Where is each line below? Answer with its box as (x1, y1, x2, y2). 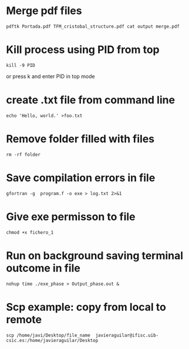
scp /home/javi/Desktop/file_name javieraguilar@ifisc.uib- (6, 332, 159, 338)
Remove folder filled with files (6, 132, 154, 145)
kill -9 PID (6, 62, 35, 68)
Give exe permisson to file (6, 210, 136, 223)
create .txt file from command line (6, 93, 175, 107)
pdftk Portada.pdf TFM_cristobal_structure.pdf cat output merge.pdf (6, 24, 180, 29)
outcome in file (6, 261, 80, 274)
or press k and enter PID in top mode (6, 72, 95, 80)
